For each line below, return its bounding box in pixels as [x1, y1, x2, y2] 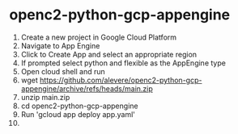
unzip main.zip [20, 92, 70, 102]
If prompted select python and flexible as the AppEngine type [20, 58, 226, 68]
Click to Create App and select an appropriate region [20, 49, 198, 59]
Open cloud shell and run [20, 66, 106, 76]
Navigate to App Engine [20, 40, 100, 50]
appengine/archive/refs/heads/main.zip [20, 83, 153, 94]
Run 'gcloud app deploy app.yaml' [20, 109, 136, 119]
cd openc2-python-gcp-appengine [20, 101, 138, 111]
